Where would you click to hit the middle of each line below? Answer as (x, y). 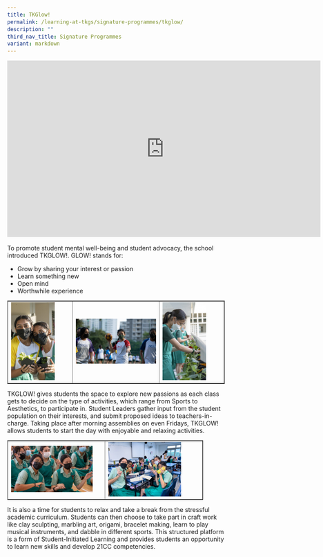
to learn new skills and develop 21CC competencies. (81, 547)
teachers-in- (194, 416)
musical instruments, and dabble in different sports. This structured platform (116, 532)
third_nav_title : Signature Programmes (65, 37)
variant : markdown (33, 44)
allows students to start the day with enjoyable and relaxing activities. (106, 430)
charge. (18, 423)
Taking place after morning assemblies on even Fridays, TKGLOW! (124, 423)
